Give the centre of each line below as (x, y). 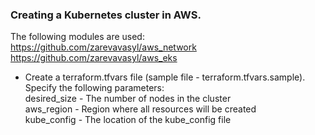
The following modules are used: (77, 37)
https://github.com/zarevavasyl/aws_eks (94, 58)
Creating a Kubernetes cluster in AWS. (106, 15)
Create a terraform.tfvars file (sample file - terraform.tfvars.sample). (165, 77)
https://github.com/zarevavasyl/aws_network (103, 47)
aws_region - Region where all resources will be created (140, 109)
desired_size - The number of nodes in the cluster (128, 99)
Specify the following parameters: (94, 88)
